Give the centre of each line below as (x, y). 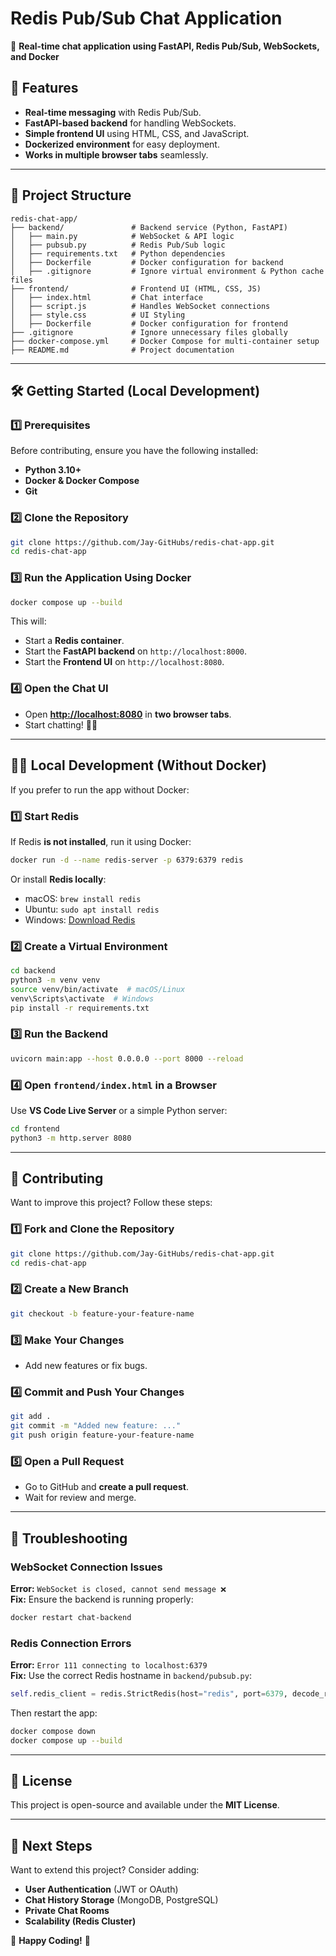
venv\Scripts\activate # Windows (82, 998)
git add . (31, 1417)
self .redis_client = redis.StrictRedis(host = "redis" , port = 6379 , (149, 1694)
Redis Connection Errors (71, 1643)
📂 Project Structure (71, 195)
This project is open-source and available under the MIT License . (145, 1805)
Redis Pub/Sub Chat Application (146, 18)
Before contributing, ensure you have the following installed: (134, 451)
